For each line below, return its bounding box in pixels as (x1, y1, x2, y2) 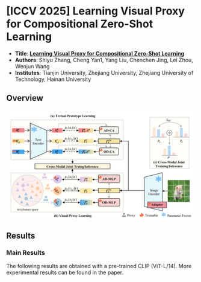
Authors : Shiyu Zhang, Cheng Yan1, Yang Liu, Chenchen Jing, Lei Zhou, (14, 56, 194, 63)
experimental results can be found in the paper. (6, 269, 124, 276)
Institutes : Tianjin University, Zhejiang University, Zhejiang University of (14, 69, 194, 76)
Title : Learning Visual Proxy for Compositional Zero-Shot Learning (14, 50, 185, 57)
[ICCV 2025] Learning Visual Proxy (6, 4, 185, 18)
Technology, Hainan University (14, 75, 91, 83)
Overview (6, 93, 44, 103)
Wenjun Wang (14, 62, 50, 70)
